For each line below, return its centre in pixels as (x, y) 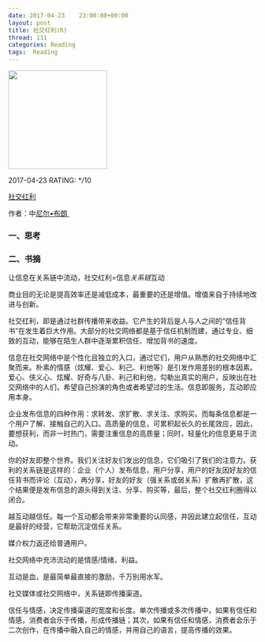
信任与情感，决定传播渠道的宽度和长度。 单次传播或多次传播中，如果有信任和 (132, 610)
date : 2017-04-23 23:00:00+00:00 (68, 15)
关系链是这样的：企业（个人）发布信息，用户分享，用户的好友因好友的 (136, 470)
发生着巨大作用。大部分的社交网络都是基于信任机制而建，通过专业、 (136, 331)
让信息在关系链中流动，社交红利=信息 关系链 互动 (87, 278)
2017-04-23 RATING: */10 (50, 180)
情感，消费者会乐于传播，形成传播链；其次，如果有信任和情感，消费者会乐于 (132, 620)
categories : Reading (42, 45)
